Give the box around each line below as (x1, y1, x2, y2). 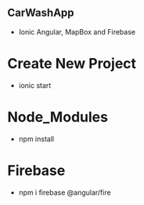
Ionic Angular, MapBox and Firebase (18, 27, 136, 36)
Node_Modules (7, 108, 109, 126)
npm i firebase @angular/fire (18, 188, 111, 197)
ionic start (18, 80, 52, 90)
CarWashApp (7, 6, 75, 20)
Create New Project (7, 55, 137, 72)
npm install (18, 134, 55, 144)
